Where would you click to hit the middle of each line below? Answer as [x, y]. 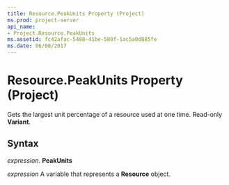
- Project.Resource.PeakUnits [51, 33]
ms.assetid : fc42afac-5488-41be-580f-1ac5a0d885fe [82, 40]
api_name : [22, 26]
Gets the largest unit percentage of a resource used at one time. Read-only [115, 114]
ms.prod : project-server [43, 20]
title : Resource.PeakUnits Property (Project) [76, 14]
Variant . [19, 122]
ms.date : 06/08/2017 [37, 46]
